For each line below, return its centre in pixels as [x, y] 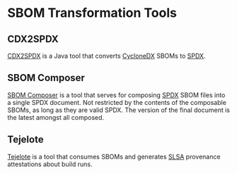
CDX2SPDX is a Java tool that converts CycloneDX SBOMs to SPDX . [106, 56]
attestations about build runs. [50, 164]
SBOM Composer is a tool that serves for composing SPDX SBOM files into [116, 95]
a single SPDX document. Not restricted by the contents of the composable [117, 102]
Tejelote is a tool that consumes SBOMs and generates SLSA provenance [114, 156]
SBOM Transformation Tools [92, 13]
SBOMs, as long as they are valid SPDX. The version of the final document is [118, 110]
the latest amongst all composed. [56, 117]
